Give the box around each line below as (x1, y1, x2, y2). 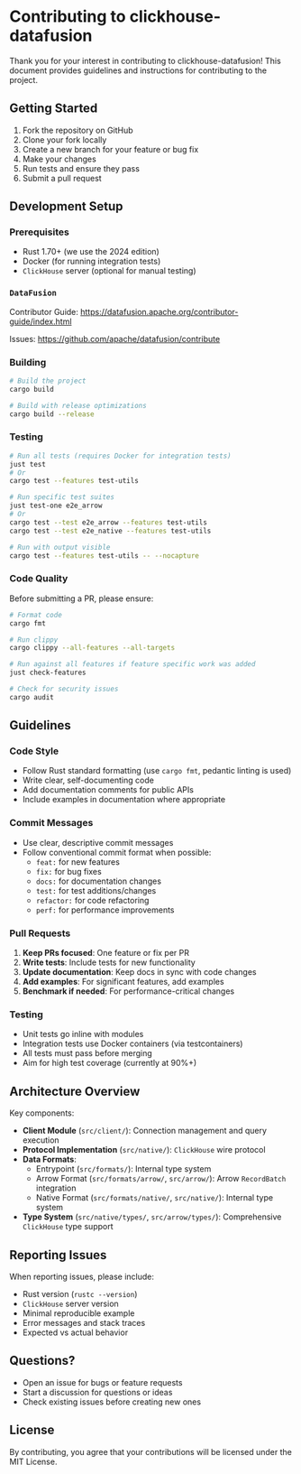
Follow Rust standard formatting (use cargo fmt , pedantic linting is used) (22, 765, 292, 776)
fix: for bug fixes (35, 866, 102, 876)
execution (22, 1135, 60, 1145)
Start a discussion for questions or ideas (22, 1386, 173, 1397)
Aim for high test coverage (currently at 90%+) (22, 1058, 197, 1069)
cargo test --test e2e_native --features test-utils (9, 526, 212, 535)
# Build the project (9, 376, 87, 385)
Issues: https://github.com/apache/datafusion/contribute (9, 333, 221, 344)
